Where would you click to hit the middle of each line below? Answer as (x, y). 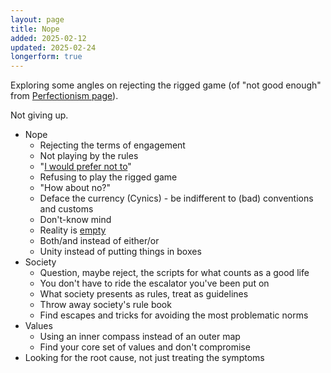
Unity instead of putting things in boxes (120, 252)
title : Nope (35, 29)
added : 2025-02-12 (48, 38)
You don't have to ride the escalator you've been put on (154, 283)
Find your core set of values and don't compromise (145, 347)
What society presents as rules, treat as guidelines (144, 294)
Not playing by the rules (89, 156)
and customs (66, 209)
